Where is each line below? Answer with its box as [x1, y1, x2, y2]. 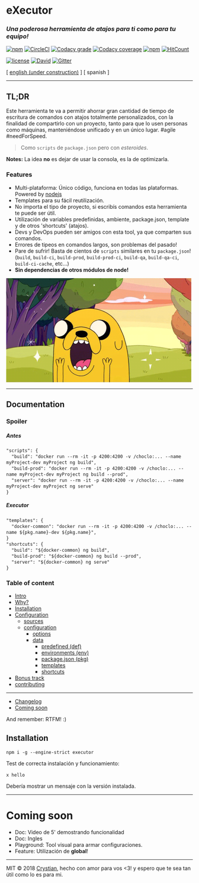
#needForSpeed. [6, 133, 47, 140]
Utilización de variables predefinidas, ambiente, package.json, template [14, 215, 190, 223]
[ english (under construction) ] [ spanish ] [6, 69, 110, 76]
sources [23, 618, 44, 625]
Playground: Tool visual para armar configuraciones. [14, 841, 143, 848]
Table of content [6, 579, 54, 587]
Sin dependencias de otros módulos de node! [14, 266, 129, 274]
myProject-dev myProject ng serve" [6, 483, 94, 489]
